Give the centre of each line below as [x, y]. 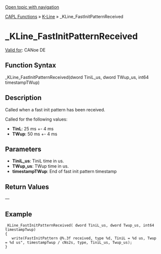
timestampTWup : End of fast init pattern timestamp [64, 172]
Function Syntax [31, 65]
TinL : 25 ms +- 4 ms [33, 128]
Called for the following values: [36, 119]
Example [19, 214]
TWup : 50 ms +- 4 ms [35, 134]
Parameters [23, 149]
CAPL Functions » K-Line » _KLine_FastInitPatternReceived [64, 16]
